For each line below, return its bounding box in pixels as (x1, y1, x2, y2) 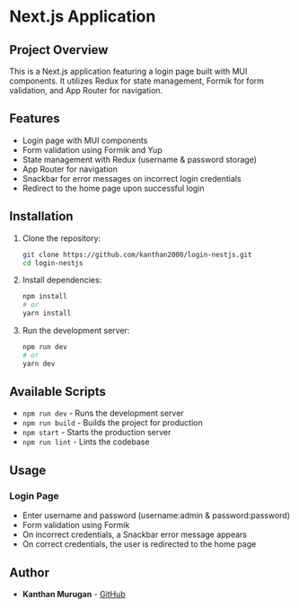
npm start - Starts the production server (22, 427, 171, 438)
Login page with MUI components (22, 135, 148, 146)
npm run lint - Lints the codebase (22, 436, 150, 447)
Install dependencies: (22, 274, 102, 285)
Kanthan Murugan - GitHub (22, 588, 126, 599)
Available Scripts (9, 384, 106, 399)
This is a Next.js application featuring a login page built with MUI (9, 66, 248, 76)
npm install (22, 292, 67, 301)
